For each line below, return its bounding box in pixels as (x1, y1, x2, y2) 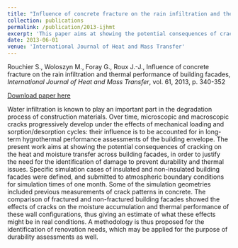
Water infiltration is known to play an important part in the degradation (7, 105, 212, 113)
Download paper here (7, 91, 71, 100)
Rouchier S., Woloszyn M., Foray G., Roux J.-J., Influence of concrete (7, 63, 210, 71)
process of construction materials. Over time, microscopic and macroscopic (7, 112, 229, 121)
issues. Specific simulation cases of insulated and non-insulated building (7, 165, 220, 173)
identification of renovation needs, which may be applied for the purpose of (7, 225, 228, 233)
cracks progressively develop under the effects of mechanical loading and (7, 120, 225, 128)
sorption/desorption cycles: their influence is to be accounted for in (7, 128, 204, 136)
